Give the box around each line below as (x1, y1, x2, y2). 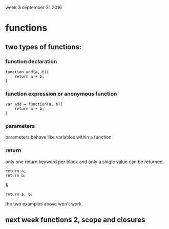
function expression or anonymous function (5, 90, 117, 97)
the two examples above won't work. (5, 200, 83, 207)
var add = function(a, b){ (5, 102, 63, 107)
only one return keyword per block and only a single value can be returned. (5, 158, 164, 165)
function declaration (5, 58, 57, 65)
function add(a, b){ (5, 69, 50, 75)
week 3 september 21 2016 (5, 5, 62, 10)
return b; (5, 173, 27, 178)
